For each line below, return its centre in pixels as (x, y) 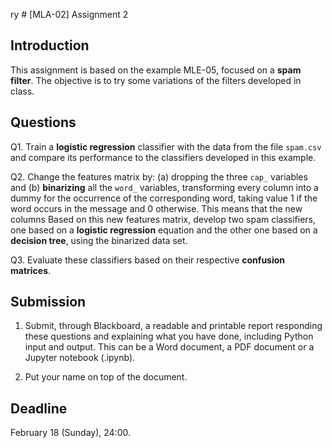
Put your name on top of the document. (106, 377)
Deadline (39, 408)
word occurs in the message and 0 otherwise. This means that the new (156, 208)
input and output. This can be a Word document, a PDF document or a (169, 347)
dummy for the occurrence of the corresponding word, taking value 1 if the (164, 198)
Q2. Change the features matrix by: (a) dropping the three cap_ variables (159, 176)
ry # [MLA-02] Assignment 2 (69, 14)
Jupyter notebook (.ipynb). (80, 358)
